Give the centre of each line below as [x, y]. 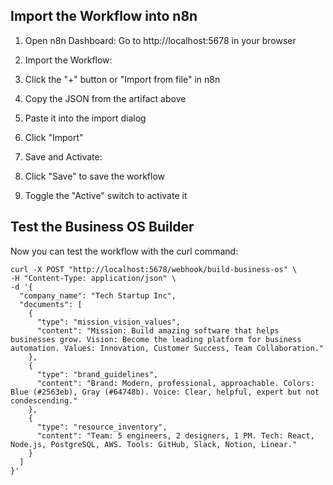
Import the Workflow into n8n [104, 16]
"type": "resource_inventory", [102, 427]
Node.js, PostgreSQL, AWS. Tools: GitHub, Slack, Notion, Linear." [154, 444]
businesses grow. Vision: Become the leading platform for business [156, 339]
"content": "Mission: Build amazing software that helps [158, 330]
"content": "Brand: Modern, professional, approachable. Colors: [175, 383]
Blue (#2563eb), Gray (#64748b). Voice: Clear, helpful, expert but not [165, 392]
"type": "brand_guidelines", [97, 374]
